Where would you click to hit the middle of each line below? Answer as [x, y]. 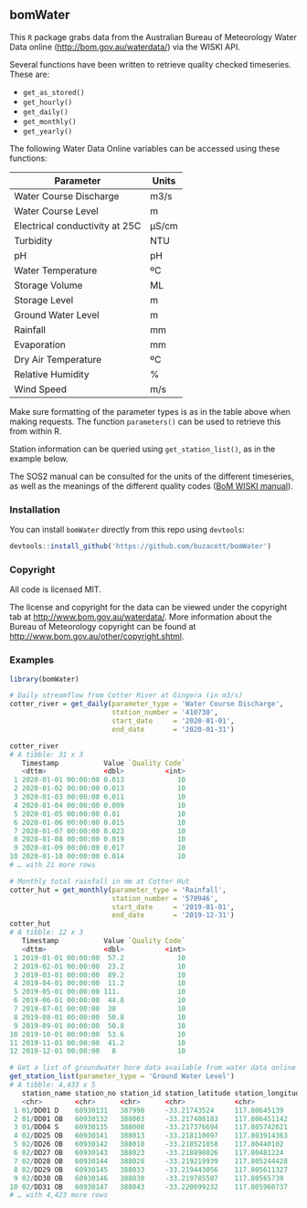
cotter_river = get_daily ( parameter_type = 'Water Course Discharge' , [147, 704]
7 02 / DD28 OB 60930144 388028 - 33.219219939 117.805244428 [150, 1161]
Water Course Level [56, 211]
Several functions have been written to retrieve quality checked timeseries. [151, 64]
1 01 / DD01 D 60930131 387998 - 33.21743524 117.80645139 [148, 1110]
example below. [39, 458]
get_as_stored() [53, 92]
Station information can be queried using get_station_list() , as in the [143, 449]
